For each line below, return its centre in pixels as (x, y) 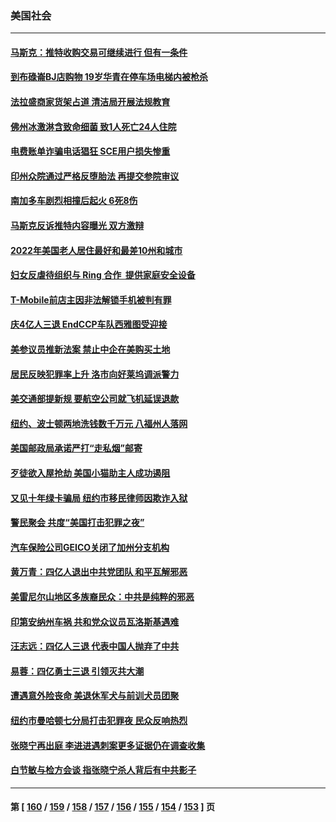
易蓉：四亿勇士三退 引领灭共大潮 (77, 671)
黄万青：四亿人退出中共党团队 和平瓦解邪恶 (99, 572)
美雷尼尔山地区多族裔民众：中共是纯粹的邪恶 (102, 596)
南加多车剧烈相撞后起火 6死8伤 (74, 201)
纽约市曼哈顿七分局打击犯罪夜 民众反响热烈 (99, 720)
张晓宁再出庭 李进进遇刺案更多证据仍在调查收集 (108, 745)
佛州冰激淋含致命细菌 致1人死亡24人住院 (93, 126)
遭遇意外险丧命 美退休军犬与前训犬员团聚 (95, 696)
